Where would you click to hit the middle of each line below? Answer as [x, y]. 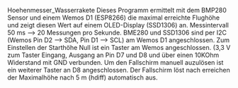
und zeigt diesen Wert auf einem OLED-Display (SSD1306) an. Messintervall [118, 25]
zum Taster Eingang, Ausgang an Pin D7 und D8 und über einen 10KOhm [113, 55]
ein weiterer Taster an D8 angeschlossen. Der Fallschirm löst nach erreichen [119, 70]
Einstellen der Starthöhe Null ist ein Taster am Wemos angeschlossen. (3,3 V [119, 48]
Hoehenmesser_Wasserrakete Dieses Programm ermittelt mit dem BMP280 [117, 10]
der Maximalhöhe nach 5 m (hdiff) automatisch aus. [83, 77]
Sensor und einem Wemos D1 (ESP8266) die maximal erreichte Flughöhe [114, 18]
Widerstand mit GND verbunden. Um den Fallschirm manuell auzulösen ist [115, 62]
